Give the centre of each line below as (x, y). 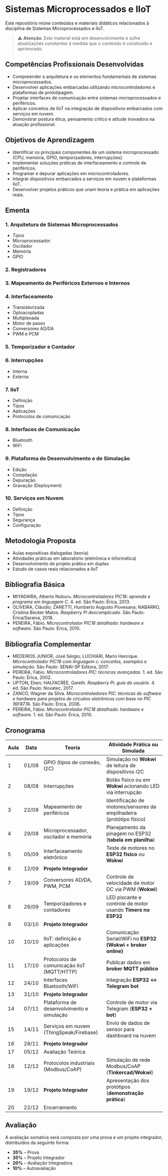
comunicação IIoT (64, 965)
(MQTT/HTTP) (60, 972)
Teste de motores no (130, 848)
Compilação (25, 475)
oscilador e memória (67, 837)
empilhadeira (121, 813)
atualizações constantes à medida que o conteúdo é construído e (85, 43)
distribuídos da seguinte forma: (37, 1142)
